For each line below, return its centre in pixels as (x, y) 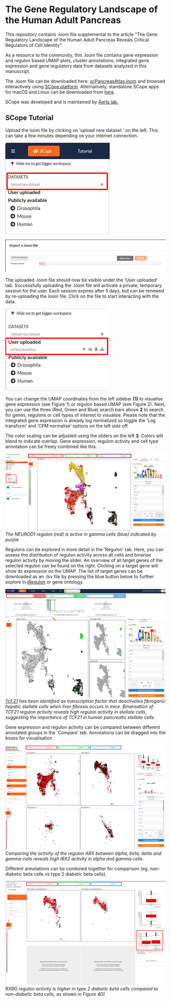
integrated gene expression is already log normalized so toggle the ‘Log (81, 420)
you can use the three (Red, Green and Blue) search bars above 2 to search (84, 410)
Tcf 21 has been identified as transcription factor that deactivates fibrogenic (85, 701)
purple (12, 539)
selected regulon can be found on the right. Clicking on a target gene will (82, 565)
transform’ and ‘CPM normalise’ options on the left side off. (67, 426)
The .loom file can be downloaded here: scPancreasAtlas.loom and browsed (85, 81)
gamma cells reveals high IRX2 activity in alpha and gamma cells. (75, 859)
